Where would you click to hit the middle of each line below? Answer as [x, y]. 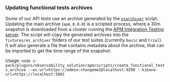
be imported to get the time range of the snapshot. [58, 51]
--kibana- [148, 70]
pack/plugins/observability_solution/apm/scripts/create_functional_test [85, 66]
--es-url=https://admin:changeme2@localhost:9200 [82, 70]
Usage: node [18, 61]
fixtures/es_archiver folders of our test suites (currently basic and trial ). [84, 40]
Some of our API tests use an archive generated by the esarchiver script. [82, 19]
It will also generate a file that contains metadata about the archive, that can [85, 46]
